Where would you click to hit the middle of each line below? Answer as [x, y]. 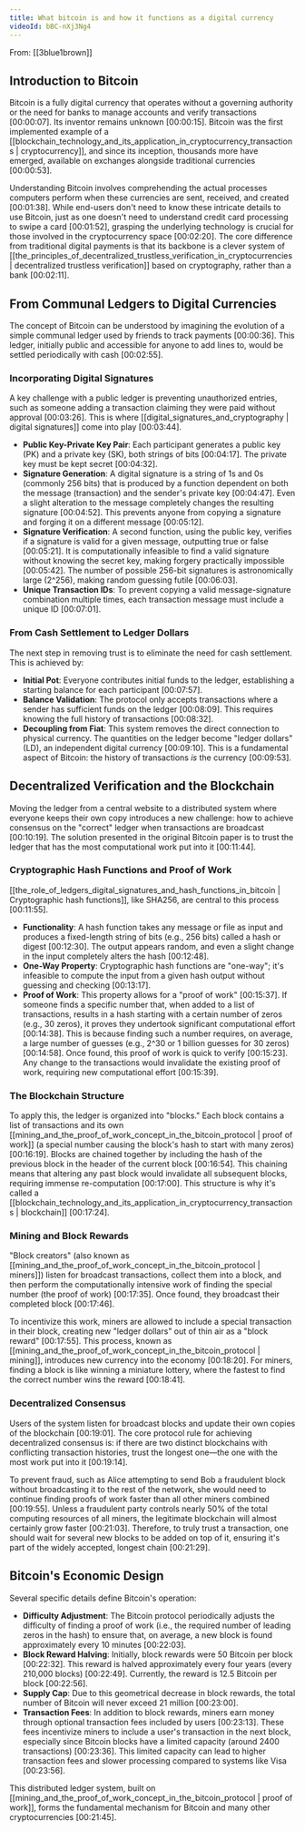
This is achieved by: [47, 662]
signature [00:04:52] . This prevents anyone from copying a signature [152, 513]
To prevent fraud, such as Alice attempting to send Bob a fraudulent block [148, 1480]
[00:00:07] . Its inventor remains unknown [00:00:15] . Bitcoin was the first [146, 122]
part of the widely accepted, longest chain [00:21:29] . [110, 1547]
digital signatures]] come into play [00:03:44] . [96, 427]
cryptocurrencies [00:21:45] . [63, 1816]
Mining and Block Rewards [69, 1236]
